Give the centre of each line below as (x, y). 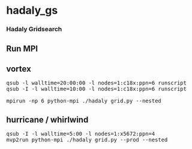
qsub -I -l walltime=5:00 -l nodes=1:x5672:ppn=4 (81, 134)
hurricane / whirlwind (47, 119)
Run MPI (22, 48)
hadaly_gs (32, 10)
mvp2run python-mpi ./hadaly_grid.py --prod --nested (87, 140)
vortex (19, 69)
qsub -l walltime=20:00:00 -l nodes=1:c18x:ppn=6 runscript (97, 83)
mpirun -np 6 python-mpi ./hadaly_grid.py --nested (84, 101)
